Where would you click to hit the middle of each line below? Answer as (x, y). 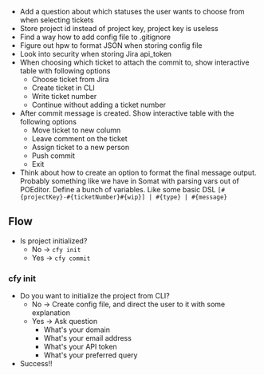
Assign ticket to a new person (81, 147)
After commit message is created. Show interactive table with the (127, 113)
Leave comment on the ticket (79, 138)
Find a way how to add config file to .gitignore (95, 37)
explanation (51, 313)
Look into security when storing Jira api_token (96, 54)
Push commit (53, 156)
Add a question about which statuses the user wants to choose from (132, 12)
